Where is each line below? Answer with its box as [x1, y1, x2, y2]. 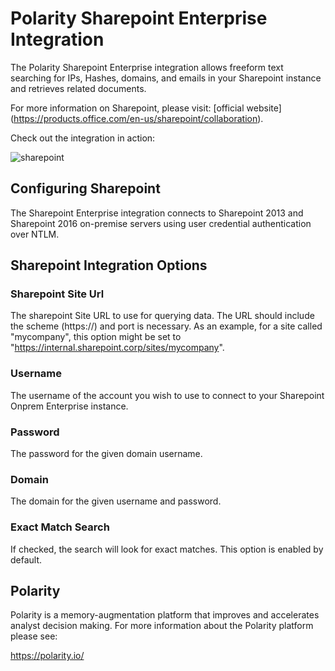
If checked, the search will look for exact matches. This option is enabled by [10, 543, 324, 555]
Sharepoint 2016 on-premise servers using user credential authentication [10, 217, 312, 229]
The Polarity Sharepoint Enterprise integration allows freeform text [10, 61, 284, 73]
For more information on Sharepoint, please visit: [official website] [10, 102, 282, 114]
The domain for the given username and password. [10, 495, 222, 507]
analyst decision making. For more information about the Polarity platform [10, 620, 314, 632]
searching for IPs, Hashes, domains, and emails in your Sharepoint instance [10, 72, 322, 84]
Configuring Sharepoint [10, 180, 161, 197]
